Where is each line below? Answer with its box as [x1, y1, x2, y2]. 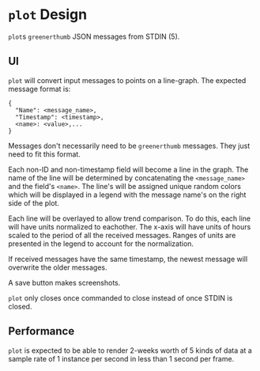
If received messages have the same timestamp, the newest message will [8, 254, 248, 263]
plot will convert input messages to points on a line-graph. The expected [8, 75, 247, 85]
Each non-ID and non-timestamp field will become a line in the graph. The [8, 165, 249, 174]
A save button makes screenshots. [8, 278, 121, 287]
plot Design [8, 6, 88, 24]
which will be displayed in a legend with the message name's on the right [8, 190, 247, 199]
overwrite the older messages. [8, 263, 107, 272]
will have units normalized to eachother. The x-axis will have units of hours [8, 221, 251, 231]
